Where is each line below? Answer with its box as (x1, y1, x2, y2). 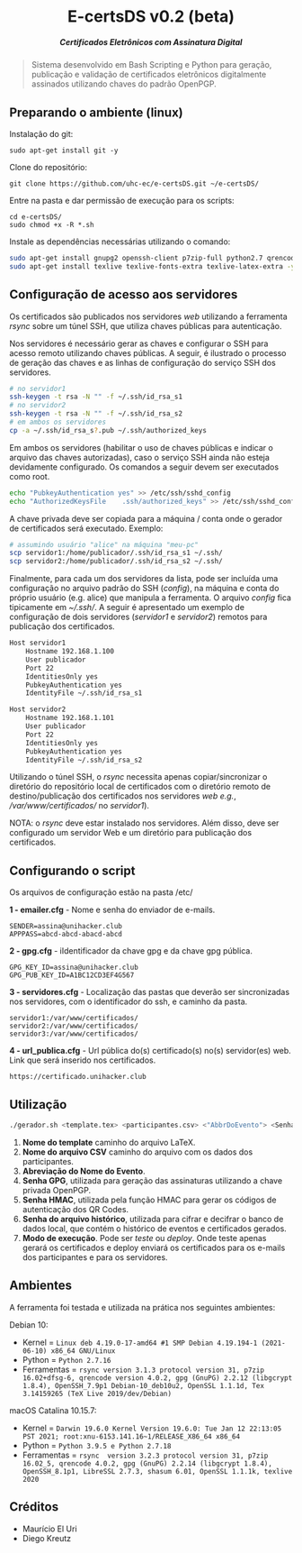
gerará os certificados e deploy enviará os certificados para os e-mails (22, 1242, 286, 1253)
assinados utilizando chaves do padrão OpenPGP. (31, 78, 218, 89)
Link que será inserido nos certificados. (9, 1055, 156, 1065)
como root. (9, 470, 50, 481)
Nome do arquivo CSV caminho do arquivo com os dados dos (22, 1146, 253, 1157)
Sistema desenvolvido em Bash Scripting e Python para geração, (31, 59, 272, 70)
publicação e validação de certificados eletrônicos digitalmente (31, 69, 267, 80)
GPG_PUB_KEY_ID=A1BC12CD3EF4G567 (9, 971, 135, 980)
